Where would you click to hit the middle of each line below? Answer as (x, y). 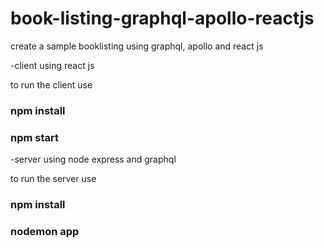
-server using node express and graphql (93, 159)
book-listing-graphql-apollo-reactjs (162, 18)
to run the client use (51, 84)
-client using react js (52, 65)
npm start (35, 137)
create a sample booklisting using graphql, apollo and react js (137, 46)
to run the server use (53, 179)
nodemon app (45, 231)
